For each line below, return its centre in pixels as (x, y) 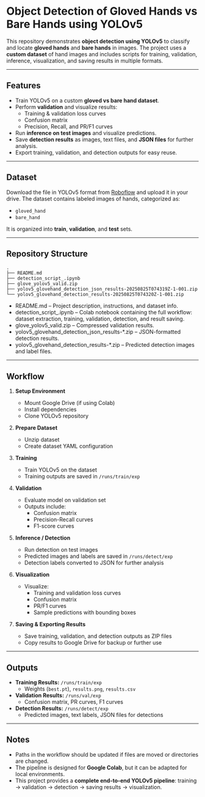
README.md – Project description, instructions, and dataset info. (97, 306)
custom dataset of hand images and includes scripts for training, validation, (102, 54)
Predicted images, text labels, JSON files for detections (94, 715)
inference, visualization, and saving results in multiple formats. (85, 61)
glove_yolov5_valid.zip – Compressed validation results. (85, 325)
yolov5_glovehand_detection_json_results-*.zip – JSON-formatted (98, 332)
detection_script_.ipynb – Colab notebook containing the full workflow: (103, 313)
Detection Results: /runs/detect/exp (62, 708)
